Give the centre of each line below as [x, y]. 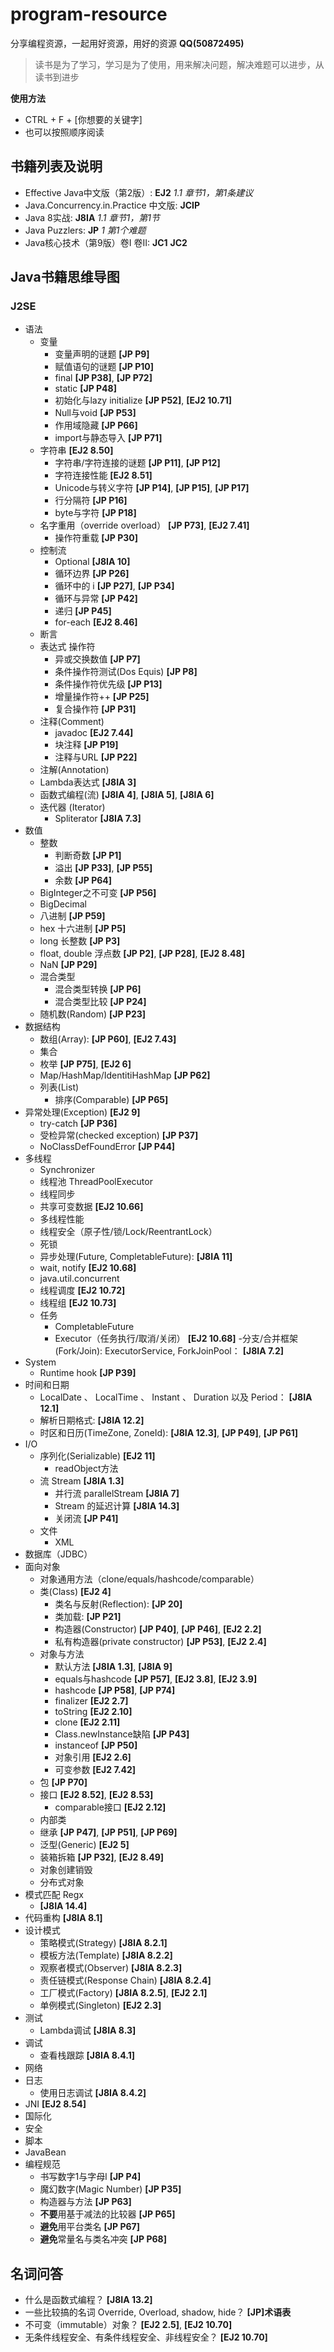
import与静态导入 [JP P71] [108, 438]
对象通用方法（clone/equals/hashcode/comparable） [149, 1579]
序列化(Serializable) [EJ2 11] [97, 1456]
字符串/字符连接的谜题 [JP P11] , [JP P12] [137, 463]
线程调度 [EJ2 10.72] [82, 1290]
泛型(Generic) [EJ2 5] [84, 1845]
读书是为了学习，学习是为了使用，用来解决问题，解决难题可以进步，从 [179, 64]
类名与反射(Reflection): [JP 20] [118, 1604]
